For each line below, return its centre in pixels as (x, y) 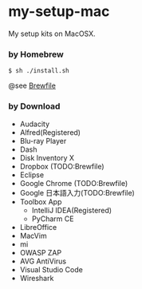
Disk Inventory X (47, 157)
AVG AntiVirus (43, 261)
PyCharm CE (53, 219)
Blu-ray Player (43, 141)
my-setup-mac (59, 12)
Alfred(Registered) (50, 132)
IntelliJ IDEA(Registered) (72, 210)
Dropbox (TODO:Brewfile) (62, 166)
